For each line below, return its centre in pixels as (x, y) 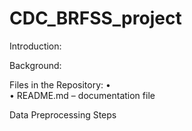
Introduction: (35, 46)
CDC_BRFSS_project (95, 18)
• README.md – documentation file (82, 95)
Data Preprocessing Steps (63, 114)
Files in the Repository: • (60, 84)
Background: (35, 65)
